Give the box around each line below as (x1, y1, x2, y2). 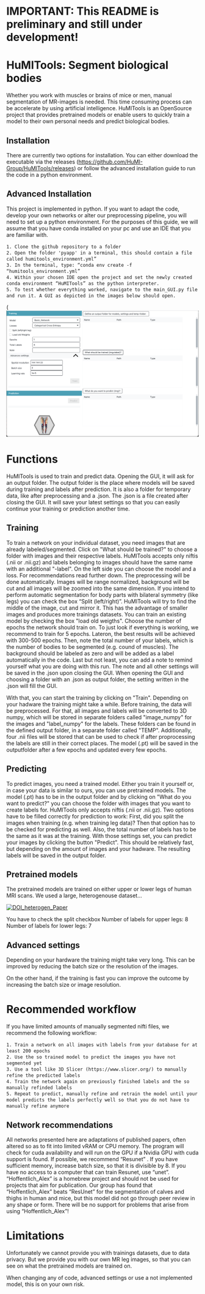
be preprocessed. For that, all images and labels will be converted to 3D (6, 707, 187, 714)
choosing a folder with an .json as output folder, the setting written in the (6, 675, 189, 683)
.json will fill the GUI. (6, 682, 58, 689)
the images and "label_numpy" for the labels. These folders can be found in (6, 720, 196, 727)
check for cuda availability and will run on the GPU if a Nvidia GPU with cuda (6, 1149, 199, 1156)
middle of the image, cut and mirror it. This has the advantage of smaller (6, 604, 188, 611)
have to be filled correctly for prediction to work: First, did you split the (6, 812, 184, 820)
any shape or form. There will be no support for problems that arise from (6, 1201, 189, 1208)
